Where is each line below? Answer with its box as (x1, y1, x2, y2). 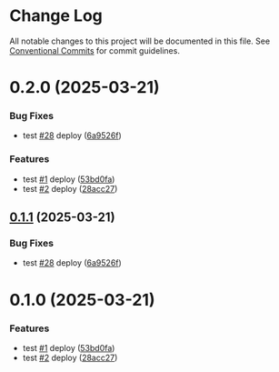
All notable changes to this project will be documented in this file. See (9, 35, 271, 46)
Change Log (9, 5, 103, 26)
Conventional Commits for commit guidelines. (9, 45, 180, 55)
